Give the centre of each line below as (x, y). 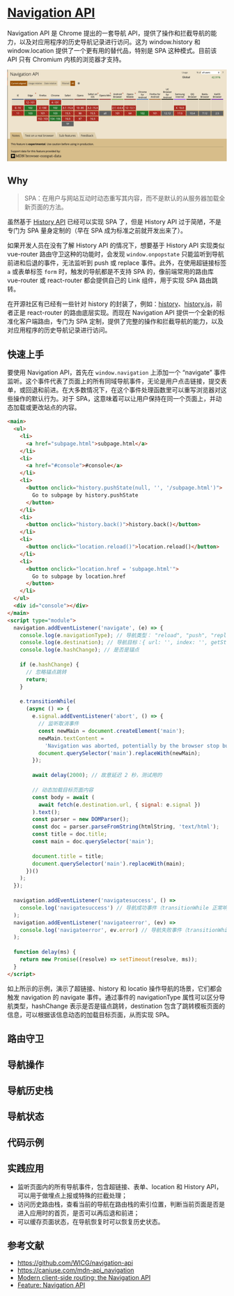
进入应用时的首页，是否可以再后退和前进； (78, 1213)
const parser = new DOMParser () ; (81, 820)
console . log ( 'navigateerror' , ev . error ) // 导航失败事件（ (103, 930)
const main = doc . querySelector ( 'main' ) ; (93, 842)
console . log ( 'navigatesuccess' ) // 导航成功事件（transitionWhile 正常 (121, 908)
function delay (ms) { (45, 952)
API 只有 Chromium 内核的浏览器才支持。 (66, 59)
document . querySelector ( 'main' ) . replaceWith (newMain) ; (119, 753)
